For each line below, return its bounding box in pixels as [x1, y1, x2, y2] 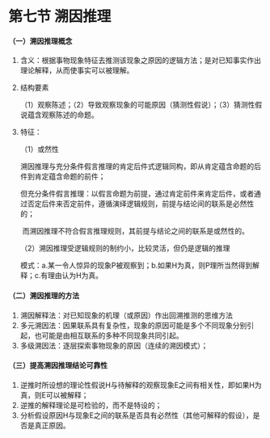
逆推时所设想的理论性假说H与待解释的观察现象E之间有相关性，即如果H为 [19, 380, 263, 390]
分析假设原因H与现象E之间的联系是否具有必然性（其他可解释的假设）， [19, 410, 253, 420]
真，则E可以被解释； [19, 390, 89, 400]
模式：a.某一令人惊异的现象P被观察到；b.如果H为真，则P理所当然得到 [19, 260, 253, 271]
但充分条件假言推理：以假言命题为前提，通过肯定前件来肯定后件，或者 [19, 189, 255, 199]
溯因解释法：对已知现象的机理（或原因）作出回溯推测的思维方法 [19, 310, 233, 320]
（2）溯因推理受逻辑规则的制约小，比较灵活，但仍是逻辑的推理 [19, 243, 230, 253]
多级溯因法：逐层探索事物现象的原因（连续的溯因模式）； [19, 340, 209, 350]
